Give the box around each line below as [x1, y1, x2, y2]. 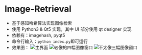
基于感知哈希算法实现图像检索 [11, 20, 72, 26]
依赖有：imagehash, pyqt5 [11, 32, 66, 38]
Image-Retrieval [4, 3, 71, 15]
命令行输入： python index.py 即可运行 [11, 38, 88, 44]
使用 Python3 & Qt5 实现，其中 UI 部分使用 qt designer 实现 [11, 26, 132, 32]
